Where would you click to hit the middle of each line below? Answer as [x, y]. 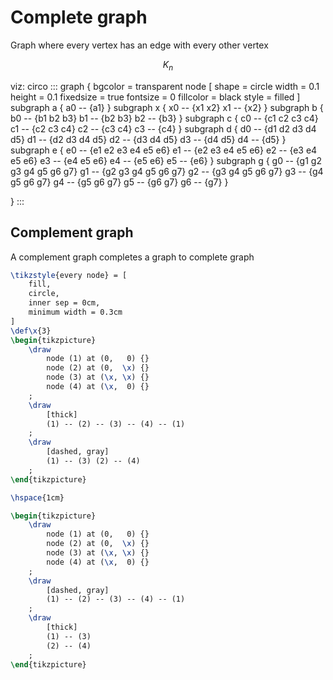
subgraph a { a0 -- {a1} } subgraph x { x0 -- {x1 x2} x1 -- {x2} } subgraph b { [167, 107]
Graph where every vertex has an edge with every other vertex [139, 45]
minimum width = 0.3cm [75, 312]
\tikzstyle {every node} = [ [69, 275]
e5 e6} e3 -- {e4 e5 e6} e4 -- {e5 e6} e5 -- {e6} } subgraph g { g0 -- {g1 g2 [166, 160]
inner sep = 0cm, [64, 303]
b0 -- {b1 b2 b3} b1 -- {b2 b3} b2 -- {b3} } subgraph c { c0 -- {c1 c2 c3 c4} [164, 118]
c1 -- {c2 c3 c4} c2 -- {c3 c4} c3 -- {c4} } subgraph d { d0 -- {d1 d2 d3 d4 [163, 128]
